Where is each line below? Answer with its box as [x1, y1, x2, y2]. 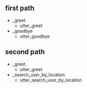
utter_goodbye [19, 33, 50, 39]
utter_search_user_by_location [19, 77, 82, 83]
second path [5, 47, 45, 56]
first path [5, 4, 35, 12]
